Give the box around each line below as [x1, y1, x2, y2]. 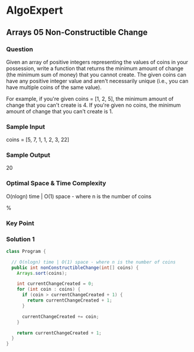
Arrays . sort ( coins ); [17, 270, 67, 276]
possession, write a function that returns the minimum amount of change [6, 65, 184, 72]
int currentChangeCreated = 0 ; [17, 281, 94, 287]
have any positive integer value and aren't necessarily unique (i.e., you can [6, 77, 189, 84]
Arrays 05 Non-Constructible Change [6, 27, 148, 37]
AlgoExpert [6, 4, 63, 17]
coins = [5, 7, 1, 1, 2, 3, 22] [6, 136, 70, 143]
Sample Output [6, 151, 50, 159]
